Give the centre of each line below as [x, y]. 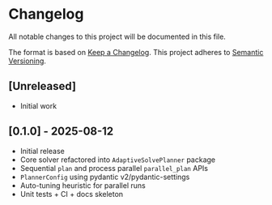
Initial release [42, 151]
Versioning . [28, 61]
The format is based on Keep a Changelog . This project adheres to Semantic [136, 52]
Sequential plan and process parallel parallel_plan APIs [114, 168]
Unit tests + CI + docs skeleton [72, 194]
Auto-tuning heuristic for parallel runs [83, 185]
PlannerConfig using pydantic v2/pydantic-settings [105, 177]
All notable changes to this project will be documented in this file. [117, 36]
